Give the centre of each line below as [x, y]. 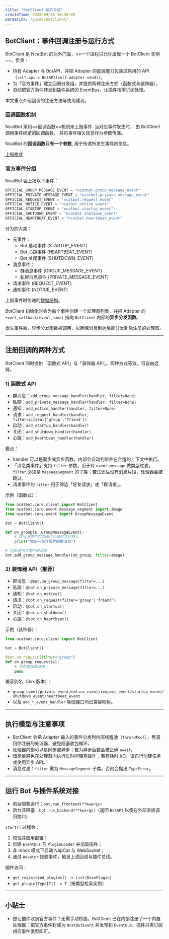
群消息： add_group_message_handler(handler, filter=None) [74, 396]
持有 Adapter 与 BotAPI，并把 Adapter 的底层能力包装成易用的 [77, 71]
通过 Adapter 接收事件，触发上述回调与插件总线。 [63, 857]
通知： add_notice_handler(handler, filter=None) [64, 408]
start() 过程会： [23, 827]
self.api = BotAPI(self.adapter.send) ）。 [61, 77]
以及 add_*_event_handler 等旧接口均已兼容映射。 [64, 702]
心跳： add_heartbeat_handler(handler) [53, 438]
